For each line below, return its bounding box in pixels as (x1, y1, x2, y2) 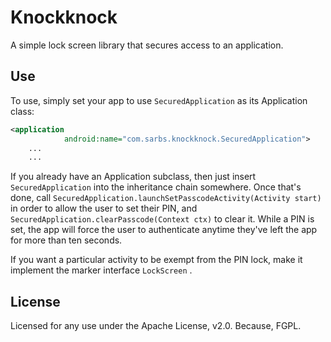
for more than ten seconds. (10, 234, 123, 246)
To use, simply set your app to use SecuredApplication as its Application (10, 94, 308, 106)
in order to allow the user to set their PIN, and (10, 202, 198, 215)
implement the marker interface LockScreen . (10, 264, 193, 276)
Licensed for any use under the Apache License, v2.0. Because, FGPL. (10, 320, 302, 332)
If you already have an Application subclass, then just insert (10, 171, 257, 183)
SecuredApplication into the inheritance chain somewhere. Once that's (10, 181, 302, 193)
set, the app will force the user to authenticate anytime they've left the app (10, 224, 318, 236)
